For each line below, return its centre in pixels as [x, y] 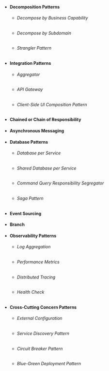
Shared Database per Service [47, 168]
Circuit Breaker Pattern [40, 349]
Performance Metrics [38, 262]
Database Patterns [29, 142]
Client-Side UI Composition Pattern [52, 104]
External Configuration [39, 318]
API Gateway [30, 90]
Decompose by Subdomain [44, 33]
